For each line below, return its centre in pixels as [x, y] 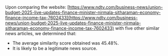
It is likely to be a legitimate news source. [55, 48]
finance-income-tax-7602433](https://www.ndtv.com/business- [71, 18]
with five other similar [137, 28]
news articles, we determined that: [41, 33]
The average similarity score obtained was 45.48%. [65, 43]
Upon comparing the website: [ [37, 7]
